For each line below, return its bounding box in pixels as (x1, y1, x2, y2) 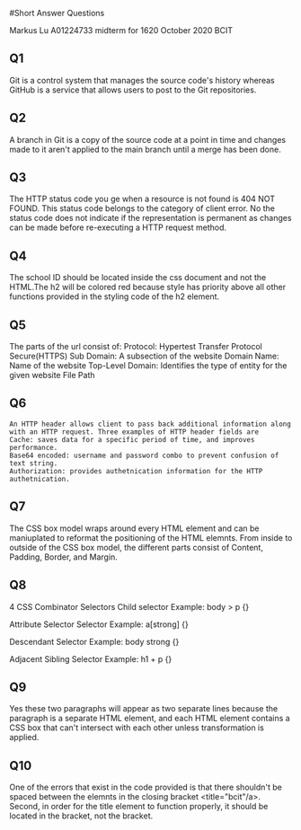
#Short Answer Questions (9, 8, 105, 18)
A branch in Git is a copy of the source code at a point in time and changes (9, 134, 286, 145)
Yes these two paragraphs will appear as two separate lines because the (9, 703, 279, 714)
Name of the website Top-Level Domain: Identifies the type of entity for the (9, 360, 288, 371)
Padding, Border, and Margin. (9, 552, 119, 562)
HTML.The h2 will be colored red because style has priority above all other (9, 282, 286, 293)
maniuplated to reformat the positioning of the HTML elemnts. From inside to (9, 532, 293, 543)
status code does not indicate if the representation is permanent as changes (9, 213, 292, 224)
